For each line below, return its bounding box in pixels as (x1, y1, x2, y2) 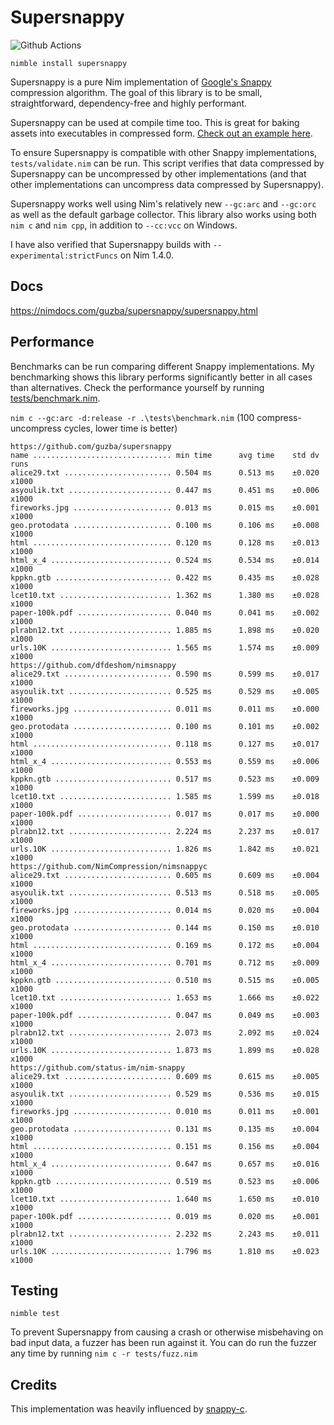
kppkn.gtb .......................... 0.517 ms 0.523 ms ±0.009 (10, 774, 320, 784)
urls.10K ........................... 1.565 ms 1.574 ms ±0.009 (10, 642, 320, 653)
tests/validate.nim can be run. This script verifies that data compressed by (10, 157, 325, 169)
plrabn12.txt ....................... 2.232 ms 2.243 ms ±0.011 (10, 1229, 320, 1239)
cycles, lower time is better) (63, 422, 178, 434)
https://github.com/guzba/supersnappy (10, 441, 172, 451)
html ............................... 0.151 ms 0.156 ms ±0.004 (10, 1141, 320, 1151)
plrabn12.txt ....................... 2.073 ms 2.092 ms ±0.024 (10, 1027, 320, 1038)
